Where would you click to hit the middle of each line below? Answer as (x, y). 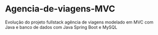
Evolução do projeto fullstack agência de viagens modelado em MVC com (79, 22)
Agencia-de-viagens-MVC (60, 9)
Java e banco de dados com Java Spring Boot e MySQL (61, 27)
